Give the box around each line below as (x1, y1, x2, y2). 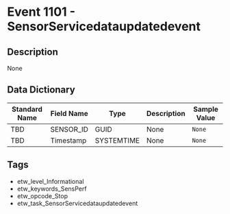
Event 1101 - (7, 4, 76, 20)
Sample (192, 104, 219, 114)
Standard (11, 104, 43, 114)
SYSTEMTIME (94, 135, 140, 145)
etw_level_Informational (16, 177, 84, 185)
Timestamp (50, 135, 87, 145)
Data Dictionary (7, 84, 75, 96)
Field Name (50, 108, 88, 118)
